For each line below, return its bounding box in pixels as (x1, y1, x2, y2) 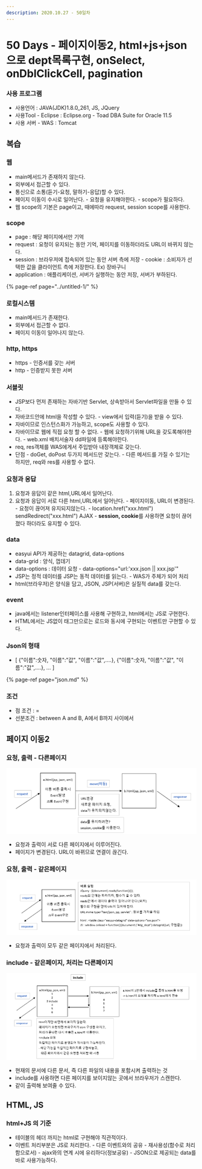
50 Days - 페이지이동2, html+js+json (6, 38, 188, 52)
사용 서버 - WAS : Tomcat (14, 119, 77, 127)
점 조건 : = (14, 707, 40, 715)
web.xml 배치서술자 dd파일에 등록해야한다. (27, 435, 128, 443)
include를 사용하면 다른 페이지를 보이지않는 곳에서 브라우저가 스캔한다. (14, 1074, 182, 1081)
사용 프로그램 (6, 89, 42, 98)
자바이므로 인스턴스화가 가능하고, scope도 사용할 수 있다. (14, 420, 150, 428)
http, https (6, 345, 38, 353)
